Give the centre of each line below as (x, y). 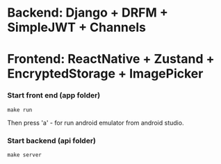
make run (20, 110)
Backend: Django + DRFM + (88, 13)
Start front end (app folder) (54, 95)
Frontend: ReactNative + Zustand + (111, 59)
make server (24, 155)
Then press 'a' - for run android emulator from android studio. (96, 122)
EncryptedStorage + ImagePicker (105, 74)
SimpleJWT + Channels (76, 27)
